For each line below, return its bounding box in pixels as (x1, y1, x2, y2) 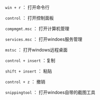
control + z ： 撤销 (5, 79, 46, 84)
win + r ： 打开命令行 (5, 4, 50, 10)
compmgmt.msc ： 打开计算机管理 (5, 25, 70, 31)
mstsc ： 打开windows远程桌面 (5, 47, 68, 52)
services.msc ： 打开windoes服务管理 (5, 36, 83, 42)
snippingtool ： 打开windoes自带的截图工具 (5, 89, 96, 95)
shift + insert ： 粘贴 (5, 68, 52, 74)
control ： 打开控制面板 (5, 15, 54, 21)
